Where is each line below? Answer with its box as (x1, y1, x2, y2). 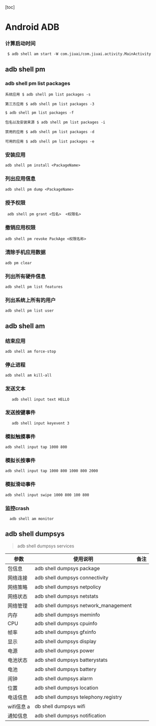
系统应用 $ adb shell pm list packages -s (5, 92, 91, 97)
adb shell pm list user (5, 308, 54, 313)
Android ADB (5, 22, 60, 33)
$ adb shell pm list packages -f (5, 110, 74, 115)
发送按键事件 (5, 409, 36, 416)
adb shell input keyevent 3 (11, 421, 70, 426)
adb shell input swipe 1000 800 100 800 (5, 492, 90, 497)
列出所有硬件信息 (5, 273, 46, 280)
